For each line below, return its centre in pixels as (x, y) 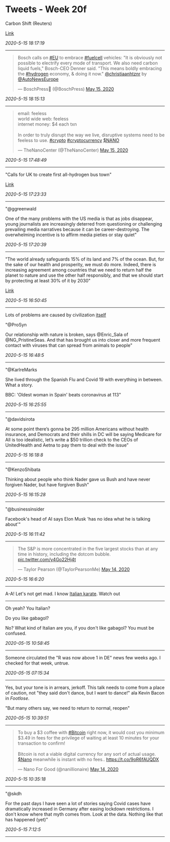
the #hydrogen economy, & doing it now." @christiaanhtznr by (82, 74)
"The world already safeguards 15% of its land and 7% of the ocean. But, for (85, 259)
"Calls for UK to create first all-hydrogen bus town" (58, 174)
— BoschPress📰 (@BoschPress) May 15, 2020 (66, 89)
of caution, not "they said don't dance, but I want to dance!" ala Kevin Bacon (85, 692)
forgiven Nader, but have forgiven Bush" (47, 485)
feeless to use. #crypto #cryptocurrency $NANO (69, 140)
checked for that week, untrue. (37, 663)
